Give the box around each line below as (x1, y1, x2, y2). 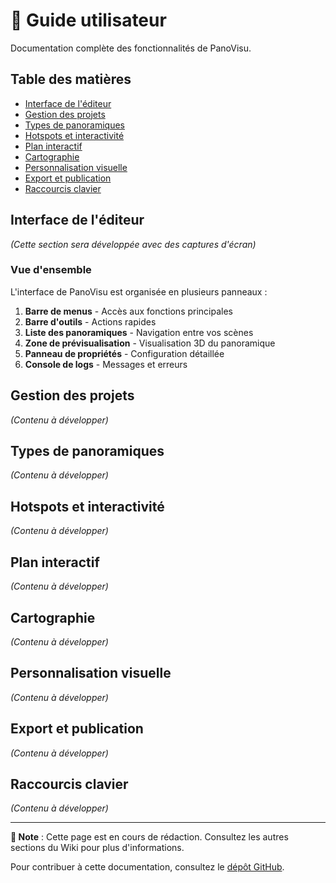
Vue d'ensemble (10, 263, 92, 277)
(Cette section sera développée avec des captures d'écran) (10, 238, 257, 250)
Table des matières (10, 71, 132, 88)
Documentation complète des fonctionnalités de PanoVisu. (10, 42, 252, 54)
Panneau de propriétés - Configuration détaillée (24, 347, 225, 359)
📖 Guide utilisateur (10, 9, 167, 32)
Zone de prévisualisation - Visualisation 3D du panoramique (24, 337, 276, 349)
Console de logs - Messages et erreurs (24, 358, 188, 370)
